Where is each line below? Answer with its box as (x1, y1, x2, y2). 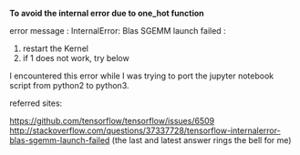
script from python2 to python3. (9, 80, 129, 90)
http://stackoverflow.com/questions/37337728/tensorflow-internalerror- (9, 125, 281, 136)
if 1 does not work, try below (22, 53, 129, 63)
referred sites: (9, 98, 63, 108)
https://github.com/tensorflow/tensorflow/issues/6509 (9, 116, 215, 126)
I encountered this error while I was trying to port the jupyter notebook (9, 70, 274, 81)
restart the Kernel (22, 43, 89, 54)
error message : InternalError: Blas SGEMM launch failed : (9, 26, 226, 36)
